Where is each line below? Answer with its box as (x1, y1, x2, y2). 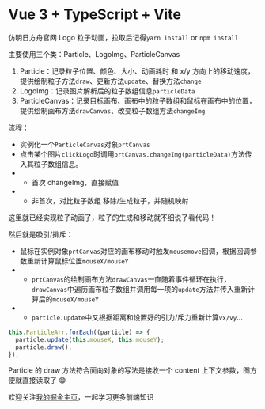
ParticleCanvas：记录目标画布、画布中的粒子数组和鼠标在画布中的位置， (19, 96, 256, 105)
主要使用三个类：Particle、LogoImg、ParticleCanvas (8, 49, 180, 59)
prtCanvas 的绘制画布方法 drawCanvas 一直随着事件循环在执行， (31, 275, 231, 284)
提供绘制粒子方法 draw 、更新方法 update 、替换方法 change (19, 76, 202, 85)
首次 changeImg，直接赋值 (31, 177, 119, 187)
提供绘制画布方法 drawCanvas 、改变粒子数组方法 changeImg (19, 105, 206, 116)
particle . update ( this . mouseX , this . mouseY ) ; (15, 335, 165, 343)
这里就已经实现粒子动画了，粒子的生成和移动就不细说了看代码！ (8, 212, 216, 222)
